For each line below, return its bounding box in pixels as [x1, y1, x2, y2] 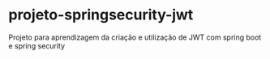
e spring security [8, 40, 66, 50]
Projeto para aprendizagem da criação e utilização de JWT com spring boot [8, 32, 262, 42]
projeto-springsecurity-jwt [8, 6, 194, 24]
